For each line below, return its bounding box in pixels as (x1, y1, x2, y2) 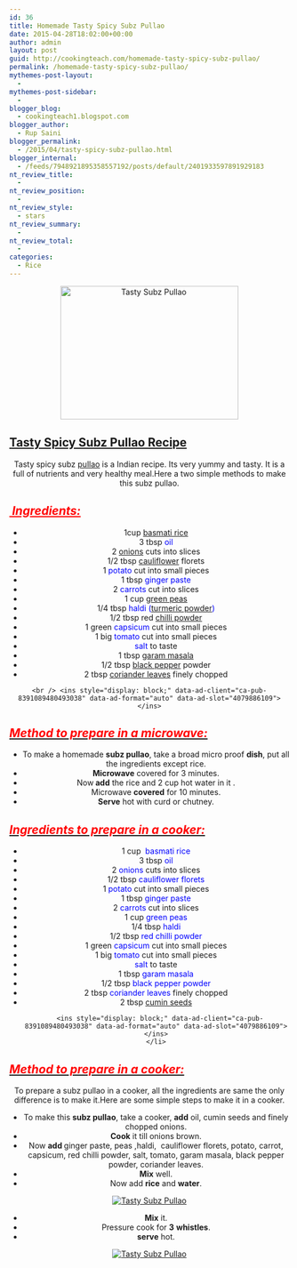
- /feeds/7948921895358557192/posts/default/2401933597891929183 (17, 162, 265, 171)
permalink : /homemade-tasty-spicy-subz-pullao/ (9, 63, 189, 72)
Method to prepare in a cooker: (9, 1062, 185, 1077)
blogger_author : (9, 121, 69, 130)
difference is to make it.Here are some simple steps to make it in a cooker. (13, 1095, 285, 1105)
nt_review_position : (9, 187, 86, 196)
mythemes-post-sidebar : (9, 87, 98, 96)
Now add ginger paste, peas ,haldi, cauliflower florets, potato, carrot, (28, 1140, 284, 1151)
